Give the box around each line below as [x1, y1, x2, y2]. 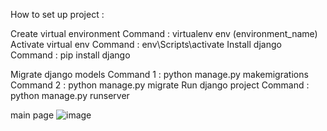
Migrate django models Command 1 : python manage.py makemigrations [10, 69, 309, 80]
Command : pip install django [10, 49, 131, 61]
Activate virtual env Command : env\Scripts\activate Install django [10, 39, 282, 50]
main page [10, 109, 55, 121]
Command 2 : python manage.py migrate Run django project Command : [10, 79, 310, 91]
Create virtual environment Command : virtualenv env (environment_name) [10, 28, 318, 39]
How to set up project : [10, 9, 105, 20]
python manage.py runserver [10, 90, 130, 101]
